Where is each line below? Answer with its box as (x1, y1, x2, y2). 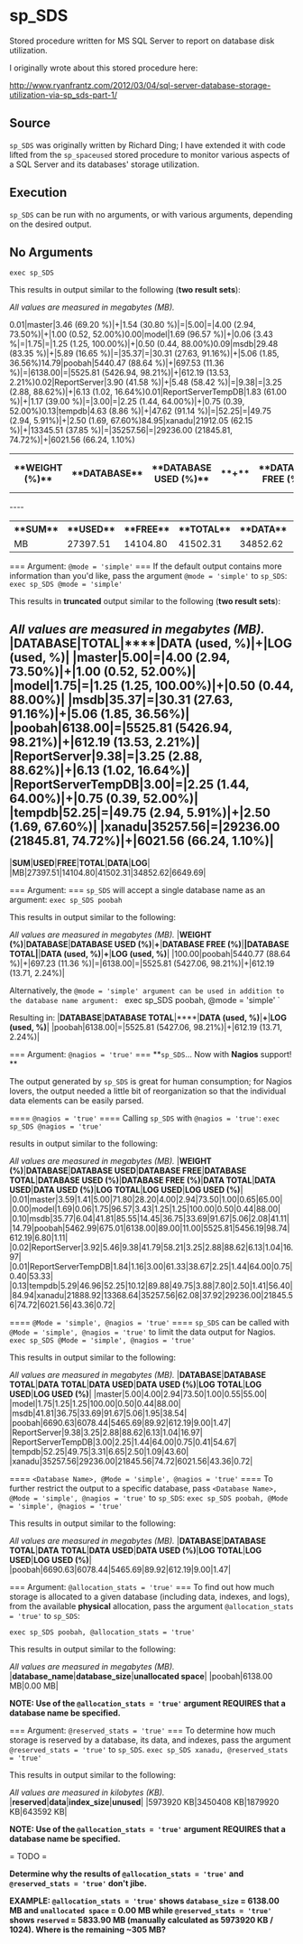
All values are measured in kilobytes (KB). (9, 1787, 165, 1798)
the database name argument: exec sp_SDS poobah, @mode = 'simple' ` (9, 994, 281, 1005)
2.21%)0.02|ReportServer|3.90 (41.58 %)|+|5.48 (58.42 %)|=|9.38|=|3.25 (9, 377, 282, 388)
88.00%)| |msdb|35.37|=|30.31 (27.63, (9, 693, 234, 708)
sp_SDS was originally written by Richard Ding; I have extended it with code (9, 139, 286, 150)
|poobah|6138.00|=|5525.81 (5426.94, (9, 721, 233, 736)
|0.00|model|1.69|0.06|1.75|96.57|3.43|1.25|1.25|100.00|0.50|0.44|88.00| (9, 1203, 281, 1214)
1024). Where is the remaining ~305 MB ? (9, 1924, 167, 1935)
